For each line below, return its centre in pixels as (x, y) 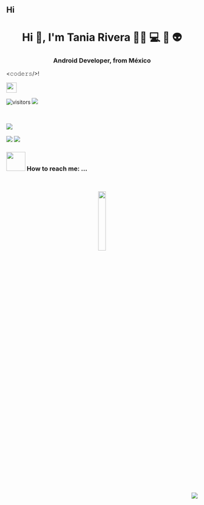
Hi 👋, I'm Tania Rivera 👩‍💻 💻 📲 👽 (102, 37)
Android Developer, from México (102, 60)
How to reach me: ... (57, 168)
